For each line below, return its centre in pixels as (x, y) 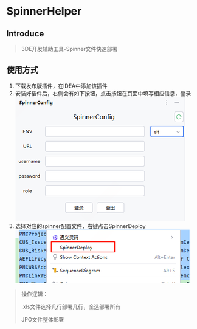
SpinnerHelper (44, 11)
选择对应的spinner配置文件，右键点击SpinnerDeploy (80, 226)
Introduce (25, 34)
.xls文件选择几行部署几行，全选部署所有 (71, 306)
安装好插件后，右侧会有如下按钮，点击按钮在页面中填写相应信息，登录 (103, 93)
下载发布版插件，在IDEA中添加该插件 (61, 86)
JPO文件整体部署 (43, 319)
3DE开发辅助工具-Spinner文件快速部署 (69, 49)
